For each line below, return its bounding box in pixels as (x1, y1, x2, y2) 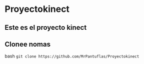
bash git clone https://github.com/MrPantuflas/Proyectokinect (4, 53, 139, 59)
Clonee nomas (4, 40, 51, 48)
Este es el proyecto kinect (4, 23, 87, 32)
